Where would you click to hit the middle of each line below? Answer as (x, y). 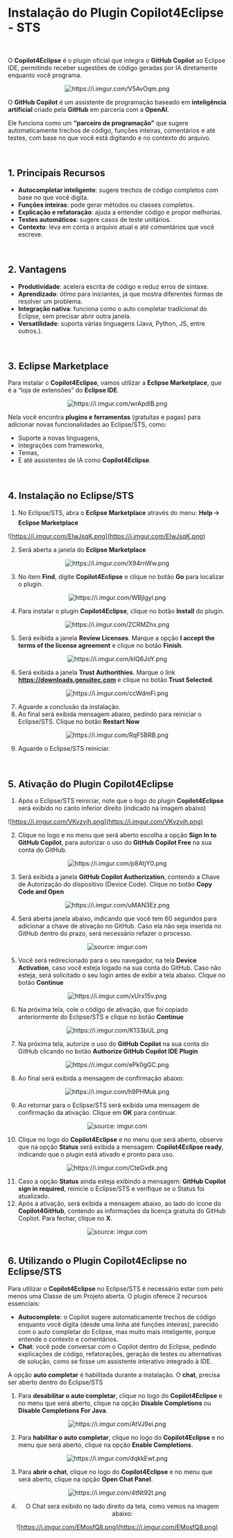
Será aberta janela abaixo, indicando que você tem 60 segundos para (117, 919)
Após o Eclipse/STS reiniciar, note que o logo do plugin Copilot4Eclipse (121, 801)
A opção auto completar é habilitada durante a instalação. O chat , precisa (114, 1374)
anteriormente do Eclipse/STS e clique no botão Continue (101, 1017)
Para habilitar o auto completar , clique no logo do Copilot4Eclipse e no (121, 1437)
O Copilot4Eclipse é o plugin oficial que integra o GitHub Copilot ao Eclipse (117, 60)
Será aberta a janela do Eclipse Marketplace (82, 550)
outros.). (30, 331)
